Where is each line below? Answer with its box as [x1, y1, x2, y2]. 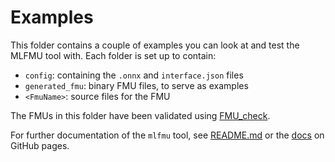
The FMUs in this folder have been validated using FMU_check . [10, 109, 271, 121]
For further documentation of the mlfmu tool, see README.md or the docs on [10, 129, 325, 141]
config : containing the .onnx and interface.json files [24, 69, 244, 81]
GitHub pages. [10, 139, 70, 151]
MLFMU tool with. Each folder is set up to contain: [10, 49, 217, 61]
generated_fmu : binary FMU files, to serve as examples [24, 79, 249, 91]
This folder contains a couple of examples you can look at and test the [10, 39, 300, 51]
